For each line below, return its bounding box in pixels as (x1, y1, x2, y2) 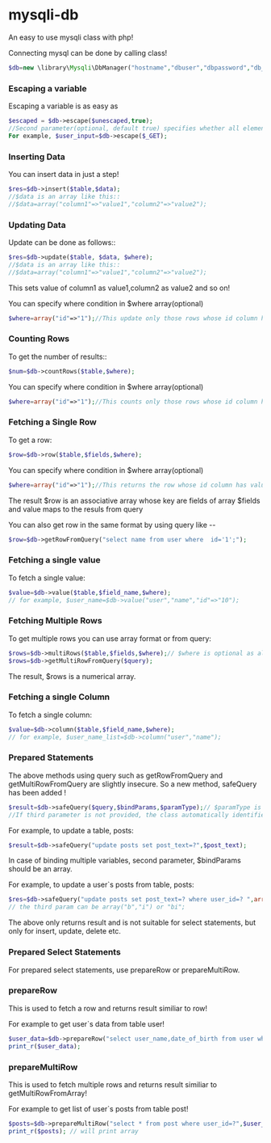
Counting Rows (8, 333, 70, 344)
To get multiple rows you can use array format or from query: (8, 633, 212, 643)
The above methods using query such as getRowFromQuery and (8, 770, 223, 780)
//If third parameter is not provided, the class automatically (8, 811, 229, 819)
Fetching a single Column (8, 691, 110, 702)
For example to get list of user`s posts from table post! (8, 1103, 189, 1113)
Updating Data (8, 219, 66, 230)
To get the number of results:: (8, 352, 107, 361)
